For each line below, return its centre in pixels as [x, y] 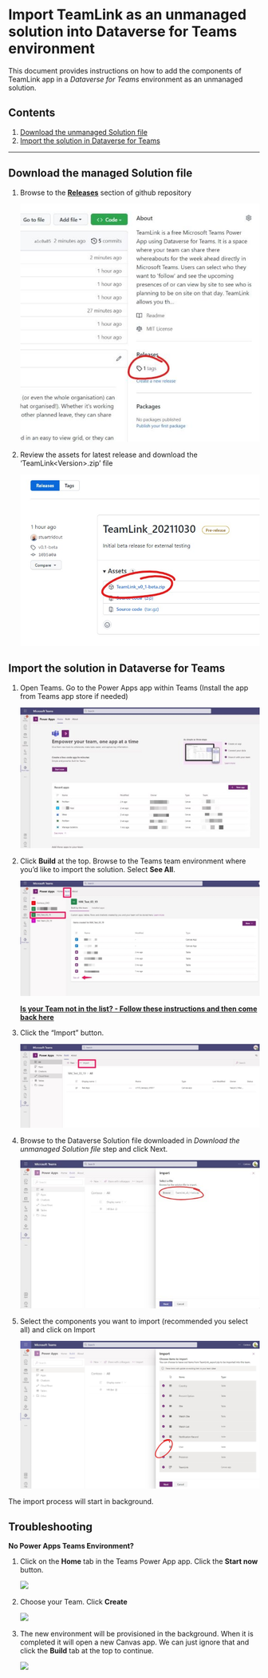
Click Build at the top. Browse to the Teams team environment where [133, 861]
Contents [32, 113]
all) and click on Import [57, 1329]
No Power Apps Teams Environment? [71, 1546]
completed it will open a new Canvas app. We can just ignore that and [134, 1642]
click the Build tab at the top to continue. [87, 1651]
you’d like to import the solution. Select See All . [97, 869]
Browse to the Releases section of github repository [105, 192]
